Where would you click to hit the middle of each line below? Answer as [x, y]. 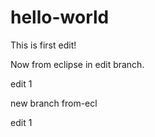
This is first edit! [43, 45]
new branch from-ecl [54, 103]
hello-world [60, 17]
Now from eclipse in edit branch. [77, 64]
